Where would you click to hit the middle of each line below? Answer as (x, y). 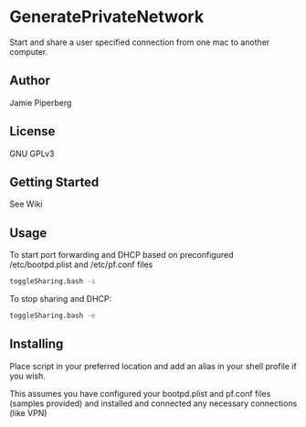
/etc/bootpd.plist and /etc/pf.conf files (81, 265)
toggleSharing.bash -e (53, 316)
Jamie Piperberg (41, 102)
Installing (37, 344)
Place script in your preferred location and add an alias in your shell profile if (153, 366)
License (32, 131)
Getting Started (54, 181)
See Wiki (26, 204)
